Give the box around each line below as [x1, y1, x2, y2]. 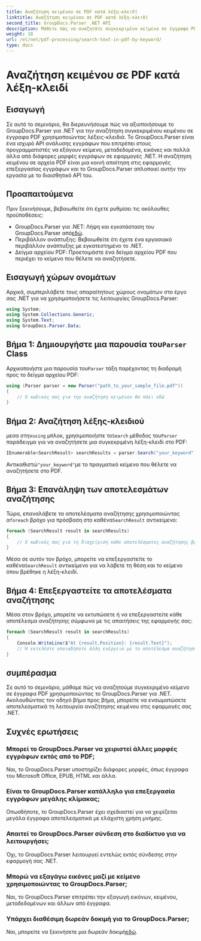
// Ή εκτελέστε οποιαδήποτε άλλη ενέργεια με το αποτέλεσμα [17, 646, 170, 652]
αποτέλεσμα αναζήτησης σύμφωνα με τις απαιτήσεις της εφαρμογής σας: [6, 618, 193, 625]
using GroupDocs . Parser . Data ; [6, 323, 82, 329]
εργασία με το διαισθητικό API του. [6, 172, 93, 179]
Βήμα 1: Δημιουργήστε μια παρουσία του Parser [6, 340, 187, 350]
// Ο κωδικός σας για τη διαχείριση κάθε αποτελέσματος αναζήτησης [17, 539, 188, 545]
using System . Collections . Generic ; [6, 311, 95, 318]
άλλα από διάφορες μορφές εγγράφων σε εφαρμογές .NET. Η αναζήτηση [6, 152, 192, 160]
